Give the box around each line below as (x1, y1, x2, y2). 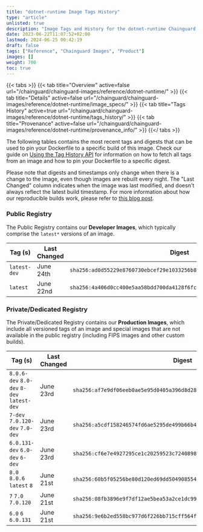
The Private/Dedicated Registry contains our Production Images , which (6, 318, 185, 326)
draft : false (6, 43, 39, 49)
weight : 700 (6, 59, 36, 65)
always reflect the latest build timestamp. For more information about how (6, 188, 190, 196)
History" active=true (6, 107, 57, 115)
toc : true (6, 65, 31, 71)
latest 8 (9, 482, 33, 489)
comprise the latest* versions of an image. (6, 230, 115, 237)
